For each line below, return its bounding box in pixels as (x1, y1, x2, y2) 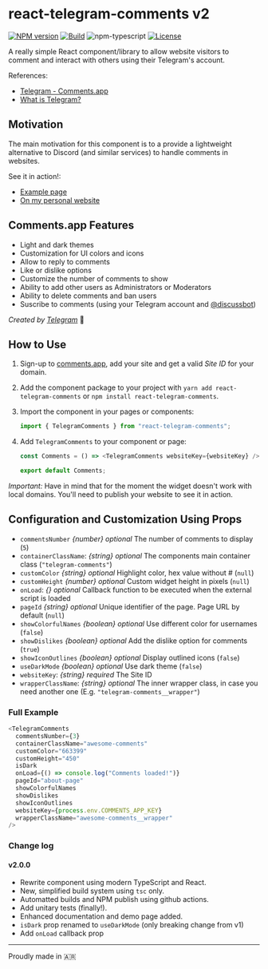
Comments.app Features (8, 219, 134, 232)
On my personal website (19, 195, 100, 205)
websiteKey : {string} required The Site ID (19, 669, 153, 679)
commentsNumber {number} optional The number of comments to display (19, 534, 254, 543)
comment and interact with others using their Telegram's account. (8, 55, 226, 65)
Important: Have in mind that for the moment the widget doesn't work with (8, 481, 253, 490)
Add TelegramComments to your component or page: (19, 437, 187, 447)
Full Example (8, 706, 59, 717)
